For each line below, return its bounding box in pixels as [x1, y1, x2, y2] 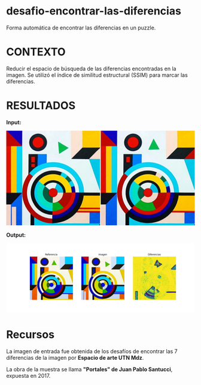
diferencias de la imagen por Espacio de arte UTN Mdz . [6, 354, 144, 361]
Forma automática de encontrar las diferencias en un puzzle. [6, 24, 156, 31]
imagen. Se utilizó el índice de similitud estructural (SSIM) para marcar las [6, 71, 188, 79]
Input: [6, 118, 22, 126]
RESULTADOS [6, 99, 76, 112]
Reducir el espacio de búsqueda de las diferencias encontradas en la [6, 65, 176, 72]
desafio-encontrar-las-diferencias [6, 4, 181, 18]
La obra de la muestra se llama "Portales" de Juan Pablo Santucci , [6, 365, 173, 373]
